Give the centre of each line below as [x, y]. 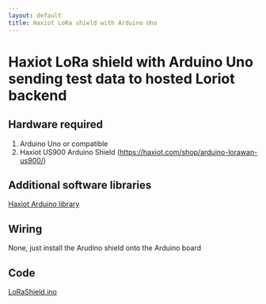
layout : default [35, 15]
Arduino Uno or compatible [64, 144]
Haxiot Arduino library [44, 204]
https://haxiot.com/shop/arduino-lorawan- [189, 152]
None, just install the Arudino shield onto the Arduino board [105, 248]
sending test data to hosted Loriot [122, 79]
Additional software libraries [80, 185]
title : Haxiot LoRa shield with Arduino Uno [83, 23]
